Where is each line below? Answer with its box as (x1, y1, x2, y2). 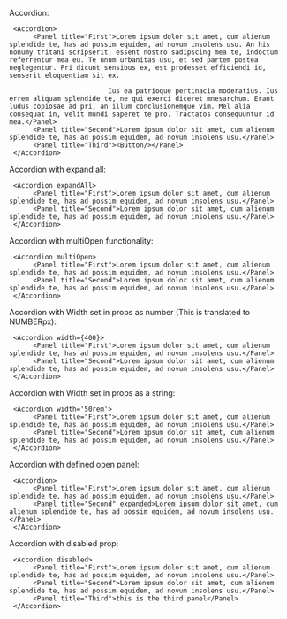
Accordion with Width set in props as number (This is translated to (9, 307, 251, 317)
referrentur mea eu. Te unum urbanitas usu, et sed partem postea (9, 56, 259, 65)
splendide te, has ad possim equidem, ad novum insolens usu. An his (9, 40, 271, 49)
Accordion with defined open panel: (9, 460, 140, 469)
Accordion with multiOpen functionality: (9, 236, 154, 246)
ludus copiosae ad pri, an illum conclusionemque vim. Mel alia (9, 102, 251, 111)
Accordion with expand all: (9, 164, 106, 174)
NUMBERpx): (9, 316, 57, 327)
